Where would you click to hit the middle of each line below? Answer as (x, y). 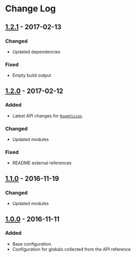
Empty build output (32, 75)
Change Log (30, 9)
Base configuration (32, 244)
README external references (42, 163)
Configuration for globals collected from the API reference (71, 249)
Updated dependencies (36, 51)
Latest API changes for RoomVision (47, 116)
